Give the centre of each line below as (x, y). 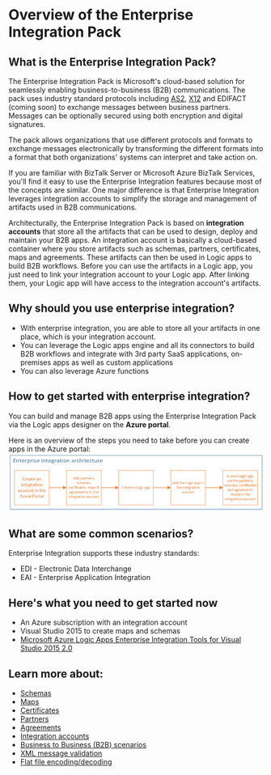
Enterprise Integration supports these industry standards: (104, 553)
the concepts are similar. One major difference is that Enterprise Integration (134, 190)
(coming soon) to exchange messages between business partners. (120, 107)
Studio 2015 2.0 (46, 648)
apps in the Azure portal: (50, 449)
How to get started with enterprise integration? (129, 397)
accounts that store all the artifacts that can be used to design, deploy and (133, 231)
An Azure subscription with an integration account (104, 623)
